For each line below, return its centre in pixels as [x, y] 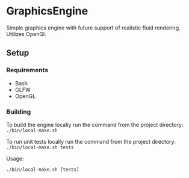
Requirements [27, 70]
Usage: [15, 158]
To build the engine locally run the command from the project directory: [95, 124]
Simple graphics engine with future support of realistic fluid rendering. [93, 28]
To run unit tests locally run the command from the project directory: [91, 141]
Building [19, 111]
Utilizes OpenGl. [26, 34]
